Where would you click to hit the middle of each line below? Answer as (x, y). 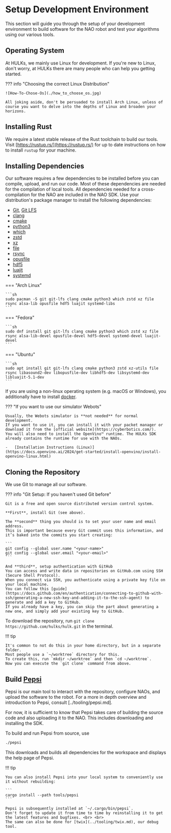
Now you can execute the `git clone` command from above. (68, 664)
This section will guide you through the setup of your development (75, 24)
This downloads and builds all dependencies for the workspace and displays (86, 752)
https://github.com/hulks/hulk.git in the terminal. (59, 627)
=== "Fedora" (20, 318)
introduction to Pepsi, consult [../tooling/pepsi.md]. (59, 702)
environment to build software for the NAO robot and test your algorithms (82, 29)
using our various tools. (30, 34)
